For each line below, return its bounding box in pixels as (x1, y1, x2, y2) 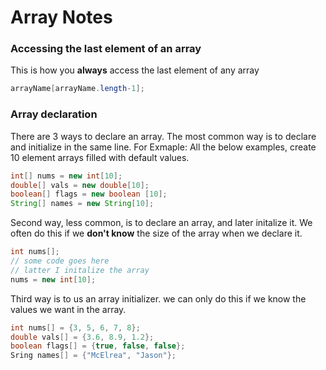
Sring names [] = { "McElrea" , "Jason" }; (10, 351, 177, 361)
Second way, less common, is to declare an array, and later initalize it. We (10, 217, 313, 229)
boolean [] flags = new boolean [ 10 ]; (10, 189, 168, 200)
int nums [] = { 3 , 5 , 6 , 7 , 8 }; (10, 322, 141, 333)
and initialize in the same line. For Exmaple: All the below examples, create (10, 141, 317, 153)
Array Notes (10, 6, 113, 29)
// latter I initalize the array (10, 265, 150, 275)
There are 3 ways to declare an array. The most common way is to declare (10, 130, 317, 142)
